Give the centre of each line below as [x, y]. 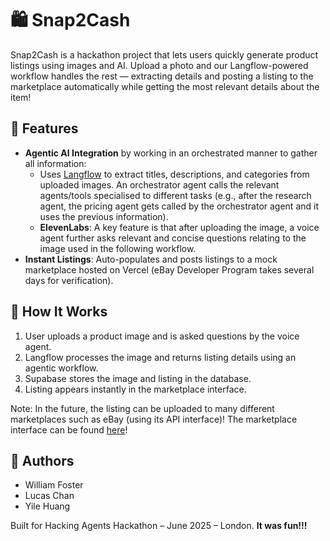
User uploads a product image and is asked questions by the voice [162, 336]
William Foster [54, 485]
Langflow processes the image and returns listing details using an [160, 357]
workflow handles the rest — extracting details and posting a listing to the [162, 76]
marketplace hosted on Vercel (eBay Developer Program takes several [169, 269]
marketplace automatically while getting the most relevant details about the [165, 86]
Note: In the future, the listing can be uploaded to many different [142, 408]
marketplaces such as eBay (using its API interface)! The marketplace [154, 419]
